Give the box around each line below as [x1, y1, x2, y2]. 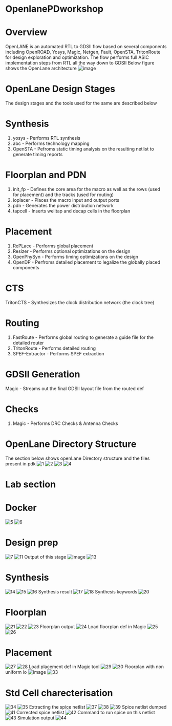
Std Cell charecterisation [5, 687, 113, 699]
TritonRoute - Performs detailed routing [12, 345, 96, 351]
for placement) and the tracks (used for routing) [12, 191, 114, 198]
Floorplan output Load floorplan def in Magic [40, 623, 146, 630]
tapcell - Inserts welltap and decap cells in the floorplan [12, 208, 131, 214]
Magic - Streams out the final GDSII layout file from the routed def [5, 385, 144, 392]
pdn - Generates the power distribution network [12, 202, 114, 208]
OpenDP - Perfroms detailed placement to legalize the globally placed [12, 259, 160, 265]
